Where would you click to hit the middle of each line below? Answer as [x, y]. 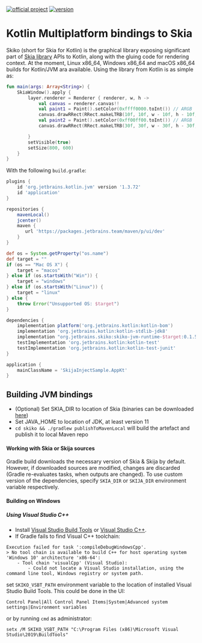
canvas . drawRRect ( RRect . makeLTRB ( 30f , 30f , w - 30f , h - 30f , [118, 126]
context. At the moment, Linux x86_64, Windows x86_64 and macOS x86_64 [101, 62]
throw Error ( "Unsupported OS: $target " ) [68, 303]
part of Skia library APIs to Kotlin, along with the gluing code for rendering [98, 56]
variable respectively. [33, 487]
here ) [22, 415]
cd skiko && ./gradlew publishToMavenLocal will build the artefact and [102, 428]
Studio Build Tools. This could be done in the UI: [66, 591]
